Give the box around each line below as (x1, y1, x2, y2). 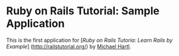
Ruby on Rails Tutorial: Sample (6, 4, 159, 18)
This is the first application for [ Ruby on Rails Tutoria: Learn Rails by (6, 36, 173, 43)
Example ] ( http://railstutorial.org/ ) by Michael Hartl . (6, 43, 131, 50)
